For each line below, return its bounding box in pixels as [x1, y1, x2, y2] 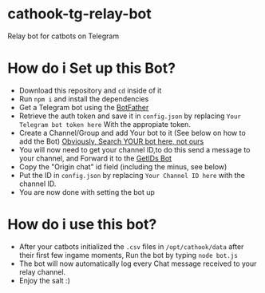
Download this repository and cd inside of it [18, 85, 162, 95]
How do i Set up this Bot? [7, 59, 176, 77]
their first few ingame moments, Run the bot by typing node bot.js [18, 250, 239, 259]
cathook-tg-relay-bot [7, 5, 152, 23]
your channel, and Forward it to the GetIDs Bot [18, 153, 172, 163]
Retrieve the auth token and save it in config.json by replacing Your [18, 111, 241, 121]
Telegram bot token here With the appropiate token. [18, 119, 191, 129]
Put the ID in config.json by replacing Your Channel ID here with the [18, 170, 245, 180]
